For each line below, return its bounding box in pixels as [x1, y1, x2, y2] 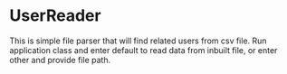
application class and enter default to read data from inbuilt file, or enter [9, 44, 278, 55]
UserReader [9, 5, 101, 26]
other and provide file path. [9, 54, 111, 65]
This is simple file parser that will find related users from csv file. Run [9, 35, 267, 46]
